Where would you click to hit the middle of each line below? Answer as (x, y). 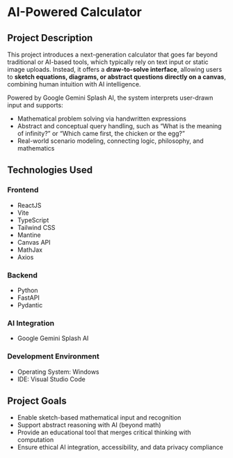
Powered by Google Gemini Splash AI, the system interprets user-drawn (110, 98)
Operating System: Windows (58, 372)
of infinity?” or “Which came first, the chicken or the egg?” (101, 133)
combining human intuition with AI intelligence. (74, 84)
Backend (23, 275)
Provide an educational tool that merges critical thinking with (104, 432)
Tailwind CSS (36, 227)
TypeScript (33, 220)
